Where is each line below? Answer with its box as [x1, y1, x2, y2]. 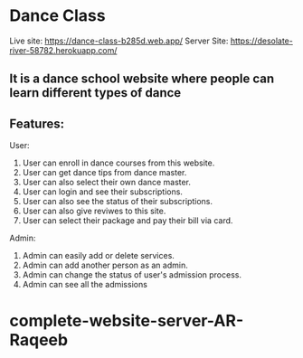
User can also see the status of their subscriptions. [22, 196, 213, 207]
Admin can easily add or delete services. [22, 250, 175, 261]
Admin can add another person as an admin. [22, 259, 188, 271]
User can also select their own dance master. [22, 177, 192, 188]
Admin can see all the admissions [22, 279, 147, 290]
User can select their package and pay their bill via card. [22, 215, 233, 226]
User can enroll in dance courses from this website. [22, 157, 215, 168]
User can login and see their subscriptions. [22, 186, 184, 197]
